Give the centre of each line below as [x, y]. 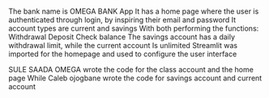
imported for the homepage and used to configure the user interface [123, 54]
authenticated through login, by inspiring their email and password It [122, 20]
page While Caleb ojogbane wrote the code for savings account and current [135, 78]
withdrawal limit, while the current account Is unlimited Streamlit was [123, 46]
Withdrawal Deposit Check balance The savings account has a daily [122, 37]
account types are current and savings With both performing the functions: [134, 29]
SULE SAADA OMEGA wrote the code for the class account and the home [131, 70]
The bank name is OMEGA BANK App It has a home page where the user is [134, 11]
